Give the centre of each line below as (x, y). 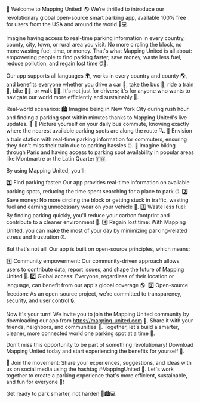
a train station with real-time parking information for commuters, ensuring (97, 139)
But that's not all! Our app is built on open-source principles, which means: (98, 249)
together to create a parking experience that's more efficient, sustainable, (97, 375)
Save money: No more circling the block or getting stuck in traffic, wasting (98, 200)
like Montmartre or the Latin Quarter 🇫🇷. (56, 159)
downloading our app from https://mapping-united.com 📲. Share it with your (100, 321)
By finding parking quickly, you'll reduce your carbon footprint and (88, 215)
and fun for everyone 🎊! (35, 382)
